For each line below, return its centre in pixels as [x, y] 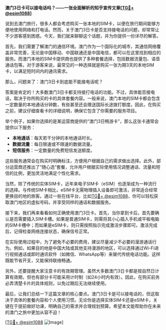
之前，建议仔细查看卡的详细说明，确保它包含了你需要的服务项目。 [72, 111]
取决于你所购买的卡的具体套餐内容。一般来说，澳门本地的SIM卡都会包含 [87, 98]
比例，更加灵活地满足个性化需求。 [48, 173]
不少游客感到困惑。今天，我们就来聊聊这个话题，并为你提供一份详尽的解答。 [83, 36]
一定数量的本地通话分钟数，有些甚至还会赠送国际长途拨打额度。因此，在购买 [83, 104]
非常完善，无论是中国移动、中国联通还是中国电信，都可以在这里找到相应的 [85, 52]
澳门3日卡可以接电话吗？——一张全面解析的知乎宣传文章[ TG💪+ [70, 8]
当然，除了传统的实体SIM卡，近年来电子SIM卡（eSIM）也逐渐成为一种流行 [81, 184]
